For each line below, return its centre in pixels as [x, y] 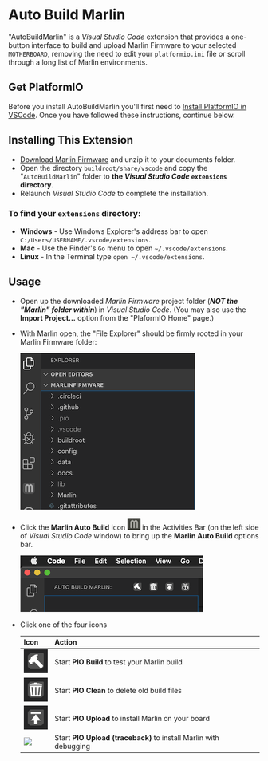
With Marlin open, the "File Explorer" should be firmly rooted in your [131, 333]
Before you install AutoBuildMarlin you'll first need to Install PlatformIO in [128, 106]
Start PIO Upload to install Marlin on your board [132, 718]
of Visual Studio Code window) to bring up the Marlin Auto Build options [139, 535]
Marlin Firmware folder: [58, 341]
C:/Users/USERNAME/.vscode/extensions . [85, 239]
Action [66, 642]
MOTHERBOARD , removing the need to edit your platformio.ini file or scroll [127, 53]
